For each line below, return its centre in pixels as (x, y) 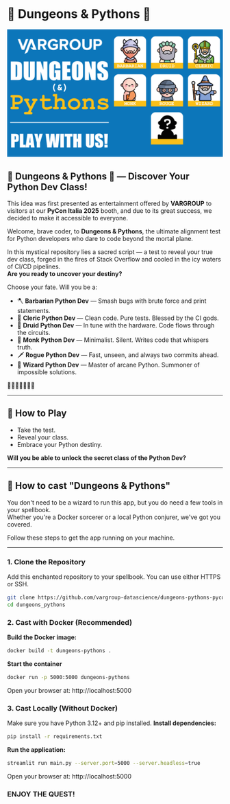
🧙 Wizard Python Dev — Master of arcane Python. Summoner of (108, 365)
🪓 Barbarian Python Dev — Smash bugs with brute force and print (112, 301)
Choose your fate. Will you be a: (52, 287)
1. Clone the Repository (46, 562)
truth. (25, 347)
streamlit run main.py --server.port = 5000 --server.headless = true (104, 763)
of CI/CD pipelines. (34, 266)
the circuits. (34, 333)
